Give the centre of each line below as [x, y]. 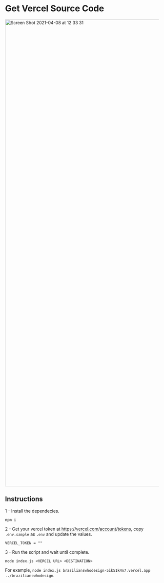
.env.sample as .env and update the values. [49, 534]
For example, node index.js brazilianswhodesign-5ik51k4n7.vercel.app [78, 570]
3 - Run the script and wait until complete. [47, 552]
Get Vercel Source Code [55, 9]
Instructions [24, 499]
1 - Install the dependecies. [32, 511]
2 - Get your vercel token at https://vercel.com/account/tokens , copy [74, 529]
